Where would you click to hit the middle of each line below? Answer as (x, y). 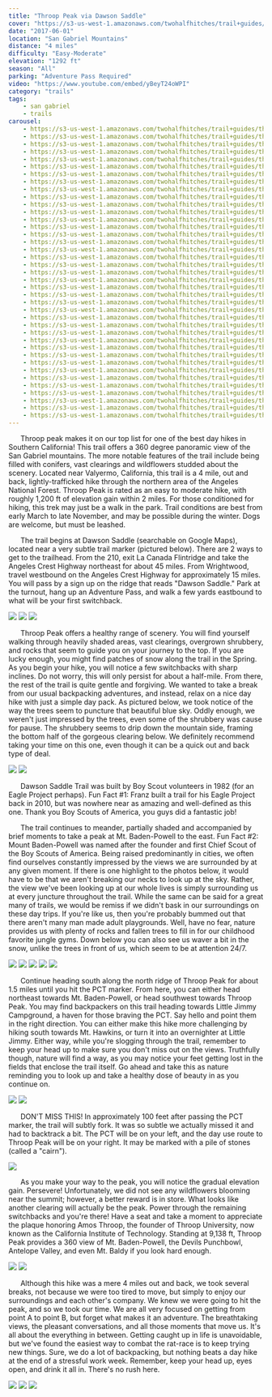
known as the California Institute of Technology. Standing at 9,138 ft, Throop (135, 1234)
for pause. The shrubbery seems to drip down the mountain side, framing (131, 728)
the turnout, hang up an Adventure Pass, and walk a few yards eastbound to (135, 592)
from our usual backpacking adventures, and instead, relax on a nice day (130, 693)
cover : (19, 24)
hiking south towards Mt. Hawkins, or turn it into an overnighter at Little (127, 1032)
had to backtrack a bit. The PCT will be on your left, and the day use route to (136, 1133)
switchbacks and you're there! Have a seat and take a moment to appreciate (136, 1216)
